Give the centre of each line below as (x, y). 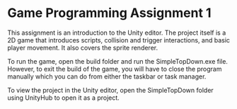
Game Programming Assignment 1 (109, 13)
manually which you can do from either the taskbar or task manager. (107, 76)
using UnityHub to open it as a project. (64, 98)
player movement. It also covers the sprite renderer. (82, 47)
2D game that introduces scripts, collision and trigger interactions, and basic (119, 40)
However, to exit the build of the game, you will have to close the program (115, 69)
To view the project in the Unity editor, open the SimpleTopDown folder (110, 90)
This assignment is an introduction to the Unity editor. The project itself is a (117, 33)
